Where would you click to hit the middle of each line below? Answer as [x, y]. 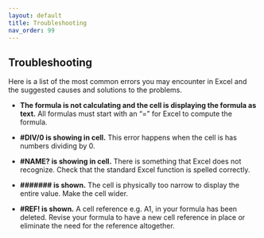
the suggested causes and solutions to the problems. [95, 90]
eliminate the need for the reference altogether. [97, 226]
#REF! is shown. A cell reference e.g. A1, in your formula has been [128, 209]
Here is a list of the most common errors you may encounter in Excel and [128, 82]
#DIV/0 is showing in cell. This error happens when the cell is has [128, 138]
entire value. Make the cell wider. [74, 194]
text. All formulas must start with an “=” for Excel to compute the [126, 114]
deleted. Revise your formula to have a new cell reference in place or [132, 217]
